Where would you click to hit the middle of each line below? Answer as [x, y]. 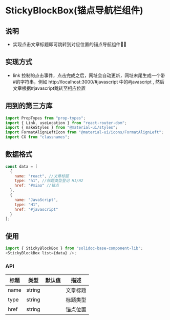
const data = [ [22, 166]
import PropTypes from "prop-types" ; [46, 118]
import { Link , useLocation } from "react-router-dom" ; [66, 123]
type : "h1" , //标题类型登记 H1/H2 [49, 181]
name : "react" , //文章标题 [42, 176]
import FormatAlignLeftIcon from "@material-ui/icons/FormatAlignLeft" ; [84, 132]
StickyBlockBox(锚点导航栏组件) [74, 11]
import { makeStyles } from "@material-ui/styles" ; [61, 128]
